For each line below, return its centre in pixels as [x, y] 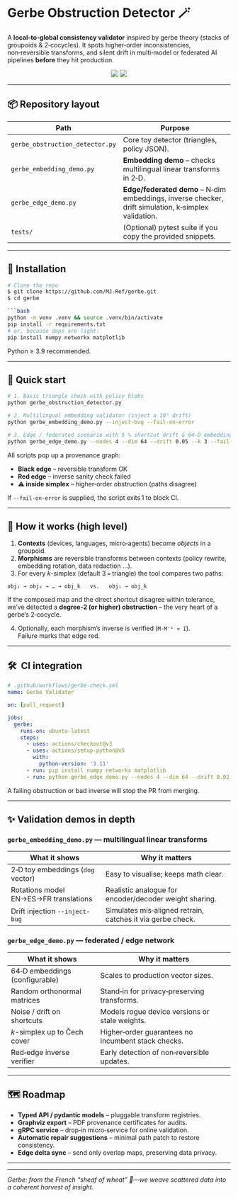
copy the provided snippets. [169, 236]
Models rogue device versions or [155, 1011]
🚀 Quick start [36, 380]
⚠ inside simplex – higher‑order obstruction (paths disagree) [107, 484]
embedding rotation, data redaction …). [75, 566]
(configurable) [35, 979]
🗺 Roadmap [36, 1095]
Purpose [175, 127]
